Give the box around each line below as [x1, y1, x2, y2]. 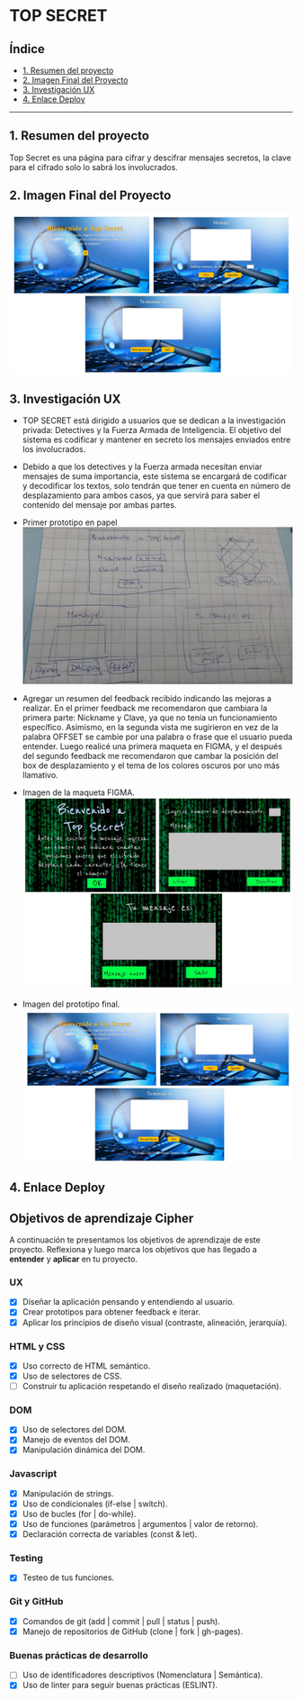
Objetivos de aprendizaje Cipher [9, 1210, 194, 1225]
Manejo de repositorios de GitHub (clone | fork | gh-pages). [22, 1626, 244, 1637]
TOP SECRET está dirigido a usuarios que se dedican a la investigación [22, 415, 286, 426]
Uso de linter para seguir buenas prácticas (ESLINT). [22, 1680, 218, 1691]
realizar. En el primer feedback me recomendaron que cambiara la [22, 702, 268, 713]
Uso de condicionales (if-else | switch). [22, 1498, 168, 1509]
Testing [9, 1552, 43, 1565]
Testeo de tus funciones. [22, 1572, 115, 1583]
